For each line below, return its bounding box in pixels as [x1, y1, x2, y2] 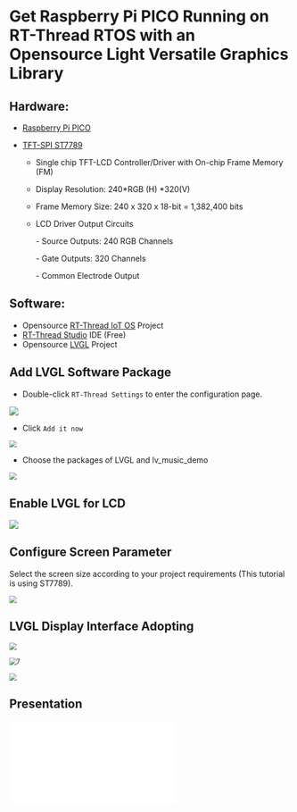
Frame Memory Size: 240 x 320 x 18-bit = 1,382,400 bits [35, 201, 243, 212]
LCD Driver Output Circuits [35, 219, 134, 229]
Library [9, 63, 64, 84]
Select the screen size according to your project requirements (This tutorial [9, 568, 285, 579]
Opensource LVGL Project [21, 339, 118, 349]
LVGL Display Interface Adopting [9, 619, 194, 634]
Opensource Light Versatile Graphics [9, 45, 289, 64]
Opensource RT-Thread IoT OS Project [21, 320, 164, 331]
